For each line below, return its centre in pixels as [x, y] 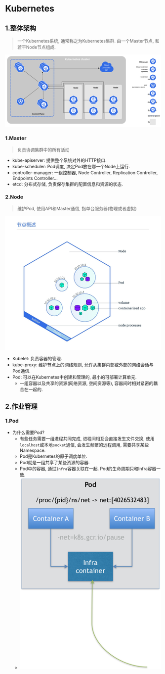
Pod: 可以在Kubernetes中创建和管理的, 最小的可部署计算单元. [74, 377]
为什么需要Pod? [28, 432]
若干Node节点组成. [36, 47]
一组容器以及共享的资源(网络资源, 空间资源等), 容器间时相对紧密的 [86, 383]
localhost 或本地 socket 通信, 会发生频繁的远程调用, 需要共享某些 [84, 445]
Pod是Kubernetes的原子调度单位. [53, 456]
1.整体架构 [21, 28]
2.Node [14, 197]
